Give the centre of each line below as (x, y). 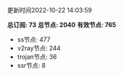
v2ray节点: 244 (39, 48)
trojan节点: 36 (37, 57)
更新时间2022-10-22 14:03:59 (49, 10)
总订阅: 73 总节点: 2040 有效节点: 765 (61, 25)
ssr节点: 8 (31, 65)
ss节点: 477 (34, 39)
